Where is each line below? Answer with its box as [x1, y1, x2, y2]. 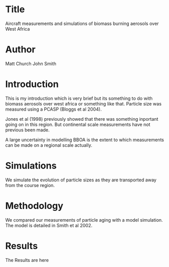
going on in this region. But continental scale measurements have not [5, 121, 151, 127]
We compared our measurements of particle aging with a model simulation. [5, 217, 163, 223]
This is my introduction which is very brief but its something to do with [5, 95, 153, 101]
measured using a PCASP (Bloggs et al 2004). [5, 106, 102, 112]
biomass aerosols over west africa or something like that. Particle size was [5, 100, 162, 106]
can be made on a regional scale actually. [5, 142, 93, 148]
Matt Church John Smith [5, 60, 57, 67]
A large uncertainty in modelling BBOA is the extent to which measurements [5, 137, 164, 143]
